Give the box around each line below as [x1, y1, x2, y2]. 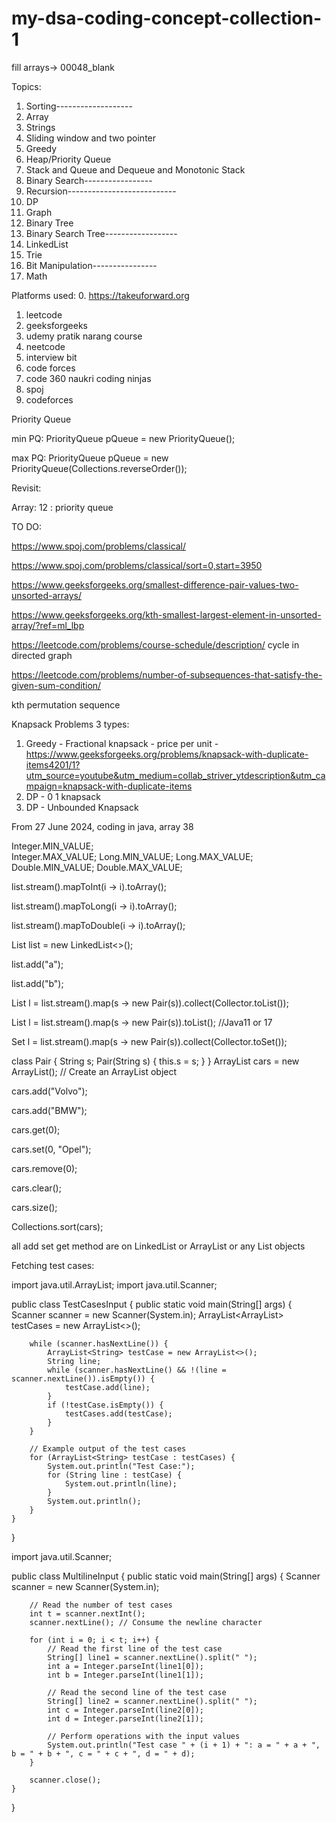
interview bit [25, 351, 78, 363]
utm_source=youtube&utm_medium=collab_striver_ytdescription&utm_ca [25, 769, 326, 781]
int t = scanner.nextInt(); [29, 1608, 146, 1619]
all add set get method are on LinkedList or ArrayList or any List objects [11, 1240, 306, 1252]
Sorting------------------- [25, 100, 133, 112]
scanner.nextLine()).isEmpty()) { [11, 1373, 156, 1384]
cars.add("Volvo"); [11, 1085, 88, 1097]
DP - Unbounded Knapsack [25, 801, 139, 813]
